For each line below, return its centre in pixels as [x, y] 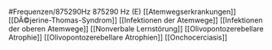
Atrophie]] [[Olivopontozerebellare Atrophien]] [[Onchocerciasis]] [118, 37]
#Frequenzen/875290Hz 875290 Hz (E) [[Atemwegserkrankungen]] [122, 12]
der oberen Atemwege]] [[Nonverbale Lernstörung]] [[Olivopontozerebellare [136, 29]
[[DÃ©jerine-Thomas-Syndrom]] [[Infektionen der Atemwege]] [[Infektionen [136, 20]
